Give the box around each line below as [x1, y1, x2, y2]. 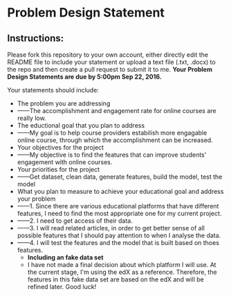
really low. [17, 114, 46, 122]
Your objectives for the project [17, 144, 104, 151]
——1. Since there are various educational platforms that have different [17, 202, 219, 210]
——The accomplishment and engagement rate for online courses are [17, 107, 216, 115]
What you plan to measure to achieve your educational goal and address [17, 188, 224, 195]
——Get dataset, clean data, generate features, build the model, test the [17, 172, 223, 181]
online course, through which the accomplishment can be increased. [17, 136, 213, 144]
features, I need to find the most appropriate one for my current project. [17, 209, 222, 217]
